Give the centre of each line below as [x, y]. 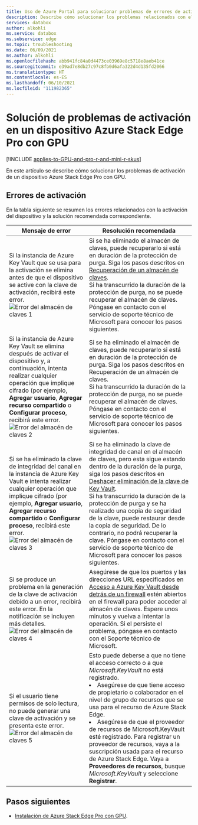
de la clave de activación [43, 594]
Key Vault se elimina [37, 346]
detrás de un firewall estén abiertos [138, 594]
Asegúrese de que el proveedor [141, 722]
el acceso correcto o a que [126, 663]
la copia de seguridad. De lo [128, 525]
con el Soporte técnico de [125, 638]
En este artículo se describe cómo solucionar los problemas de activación [96, 170]
